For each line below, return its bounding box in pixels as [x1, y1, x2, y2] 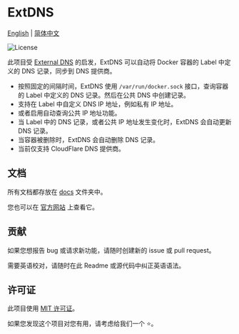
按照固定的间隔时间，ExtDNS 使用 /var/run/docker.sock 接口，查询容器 [17, 81, 229, 90]
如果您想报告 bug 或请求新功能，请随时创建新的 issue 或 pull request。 [7, 246, 215, 254]
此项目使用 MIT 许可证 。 [7, 304, 79, 313]
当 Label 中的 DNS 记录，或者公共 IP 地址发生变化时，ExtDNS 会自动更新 [17, 117, 232, 126]
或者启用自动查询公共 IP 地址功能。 [17, 108, 121, 117]
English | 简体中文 [7, 29, 60, 37]
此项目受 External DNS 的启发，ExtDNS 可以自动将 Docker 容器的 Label [7, 58, 217, 66]
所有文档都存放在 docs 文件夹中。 [7, 187, 107, 196]
